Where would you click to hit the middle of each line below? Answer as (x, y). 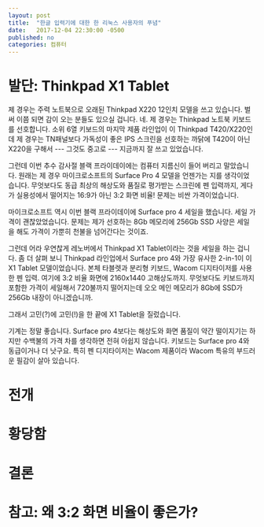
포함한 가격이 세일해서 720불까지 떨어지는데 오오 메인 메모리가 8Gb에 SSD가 (126, 288)
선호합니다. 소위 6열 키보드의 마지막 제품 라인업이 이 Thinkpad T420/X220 (132, 129)
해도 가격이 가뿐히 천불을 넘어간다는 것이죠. (82, 232)
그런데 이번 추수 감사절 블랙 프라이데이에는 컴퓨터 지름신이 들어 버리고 (115, 165)
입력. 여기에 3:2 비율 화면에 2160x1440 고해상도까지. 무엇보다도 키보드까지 (140, 278)
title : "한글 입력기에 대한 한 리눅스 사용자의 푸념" (85, 23)
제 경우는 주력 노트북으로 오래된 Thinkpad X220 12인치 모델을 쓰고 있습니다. (125, 109)
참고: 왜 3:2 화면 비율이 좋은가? (103, 512)
